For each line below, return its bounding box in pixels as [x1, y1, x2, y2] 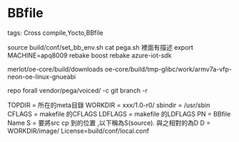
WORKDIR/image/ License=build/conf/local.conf [7, 126, 150, 135]
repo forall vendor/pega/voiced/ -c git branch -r [7, 86, 148, 94]
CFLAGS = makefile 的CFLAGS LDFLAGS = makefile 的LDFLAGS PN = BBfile [7, 109, 231, 118]
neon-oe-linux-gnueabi [7, 72, 76, 81]
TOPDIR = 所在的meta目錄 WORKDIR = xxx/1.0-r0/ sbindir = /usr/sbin [7, 101, 210, 109]
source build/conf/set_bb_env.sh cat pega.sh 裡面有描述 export [7, 43, 194, 51]
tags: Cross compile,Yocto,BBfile [7, 28, 103, 37]
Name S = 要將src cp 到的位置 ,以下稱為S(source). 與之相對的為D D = [7, 119, 211, 127]
